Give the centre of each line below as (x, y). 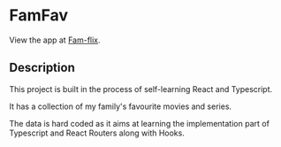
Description (42, 68)
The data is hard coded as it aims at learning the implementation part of (139, 123)
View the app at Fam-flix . (55, 40)
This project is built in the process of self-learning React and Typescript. (141, 89)
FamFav (39, 15)
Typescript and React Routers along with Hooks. (97, 133)
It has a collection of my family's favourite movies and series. (121, 106)
